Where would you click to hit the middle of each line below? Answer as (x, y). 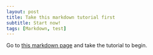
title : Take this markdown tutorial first (61, 17)
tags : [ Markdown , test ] (36, 28)
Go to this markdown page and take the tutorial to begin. (77, 45)
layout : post (23, 12)
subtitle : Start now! (34, 23)
